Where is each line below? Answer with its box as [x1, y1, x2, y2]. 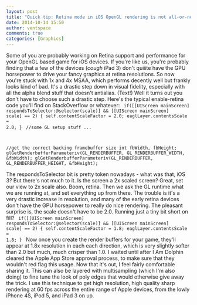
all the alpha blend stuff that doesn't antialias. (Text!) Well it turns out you [6, 89, 183, 96]
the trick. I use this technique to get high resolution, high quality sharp [6, 280, 175, 286]
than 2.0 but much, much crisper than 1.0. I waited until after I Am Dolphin [6, 249, 184, 255]
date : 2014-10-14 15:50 [6, 19, 64, 25]
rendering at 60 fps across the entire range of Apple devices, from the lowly [6, 286, 190, 293]
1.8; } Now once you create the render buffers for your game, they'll [6, 236, 176, 243]
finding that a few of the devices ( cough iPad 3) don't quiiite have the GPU [6, 65, 186, 71]
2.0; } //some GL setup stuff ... [6, 124, 92, 130]
